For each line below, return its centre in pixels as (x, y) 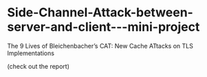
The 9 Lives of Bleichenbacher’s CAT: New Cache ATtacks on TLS (100, 46)
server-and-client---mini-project (103, 27)
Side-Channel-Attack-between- (100, 13)
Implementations (31, 53)
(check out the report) (39, 66)
